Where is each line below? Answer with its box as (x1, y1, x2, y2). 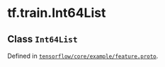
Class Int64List (7, 33, 78, 45)
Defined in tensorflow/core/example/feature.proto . (7, 51, 159, 60)
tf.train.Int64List (7, 5, 106, 21)
